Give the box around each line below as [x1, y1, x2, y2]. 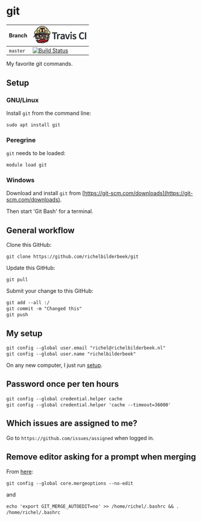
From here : [6, 468, 34, 475]
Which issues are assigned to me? [6, 418, 137, 429]
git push [6, 312, 28, 318]
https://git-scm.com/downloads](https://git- [84, 190, 193, 197]
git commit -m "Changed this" [6, 306, 83, 312]
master [8, 48, 25, 54]
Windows [6, 176, 35, 185]
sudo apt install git [6, 122, 61, 128]
